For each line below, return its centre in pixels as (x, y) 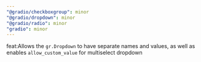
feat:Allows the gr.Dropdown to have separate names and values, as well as (101, 46)
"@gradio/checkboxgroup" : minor (48, 12)
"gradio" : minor (27, 29)
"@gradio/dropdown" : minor (41, 18)
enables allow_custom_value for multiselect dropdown (74, 53)
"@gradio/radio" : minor (37, 23)
